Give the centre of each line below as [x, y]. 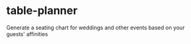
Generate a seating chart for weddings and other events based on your [95, 28]
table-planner [42, 11]
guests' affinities [27, 34]
